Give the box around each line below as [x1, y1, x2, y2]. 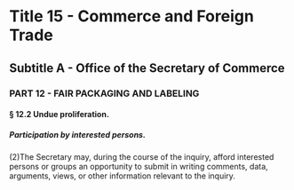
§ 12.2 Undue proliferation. [9, 109, 109, 120]
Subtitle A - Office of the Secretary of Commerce [9, 60, 286, 75]
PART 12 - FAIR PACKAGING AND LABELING [9, 87, 200, 99]
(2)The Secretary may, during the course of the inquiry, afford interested [9, 152, 274, 162]
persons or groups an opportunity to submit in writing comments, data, [9, 162, 268, 172]
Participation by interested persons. [9, 129, 147, 139]
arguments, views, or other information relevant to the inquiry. [9, 170, 235, 181]
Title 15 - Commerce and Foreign [9, 6, 255, 27]
